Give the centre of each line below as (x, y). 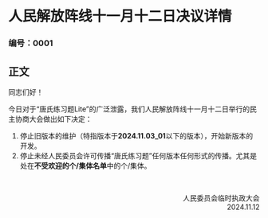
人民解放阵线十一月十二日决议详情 (120, 16)
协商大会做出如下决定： (53, 119)
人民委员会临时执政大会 (221, 198)
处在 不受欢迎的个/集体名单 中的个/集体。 (85, 165)
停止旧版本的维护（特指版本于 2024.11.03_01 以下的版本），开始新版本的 (136, 135)
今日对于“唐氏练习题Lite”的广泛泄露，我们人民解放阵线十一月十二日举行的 (129, 109)
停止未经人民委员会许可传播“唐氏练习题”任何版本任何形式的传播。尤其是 (138, 155)
